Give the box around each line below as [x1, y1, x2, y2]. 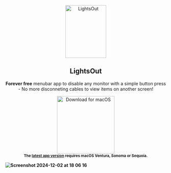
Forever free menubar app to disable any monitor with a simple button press [5, 80, 166, 86]
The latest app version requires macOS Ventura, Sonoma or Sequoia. [23, 153, 148, 158]
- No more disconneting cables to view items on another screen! [18, 86, 154, 92]
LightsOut [69, 67, 102, 76]
